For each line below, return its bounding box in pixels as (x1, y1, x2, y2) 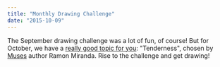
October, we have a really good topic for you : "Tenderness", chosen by (7, 44, 214, 52)
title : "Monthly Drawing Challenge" (7, 10, 115, 18)
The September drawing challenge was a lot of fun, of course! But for (7, 36, 209, 44)
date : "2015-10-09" (7, 17, 65, 24)
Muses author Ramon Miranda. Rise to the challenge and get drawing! (7, 51, 210, 60)
